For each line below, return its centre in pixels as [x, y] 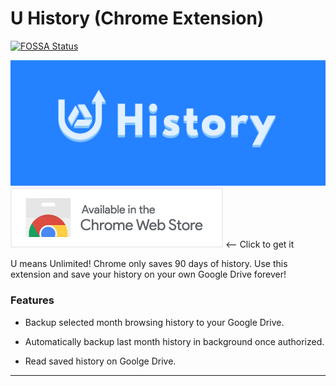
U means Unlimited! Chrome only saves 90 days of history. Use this [149, 264]
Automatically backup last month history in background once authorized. [174, 341]
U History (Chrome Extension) [137, 18]
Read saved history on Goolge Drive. [100, 361]
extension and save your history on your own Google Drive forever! [148, 274]
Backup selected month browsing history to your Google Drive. [154, 322]
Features [32, 300]
